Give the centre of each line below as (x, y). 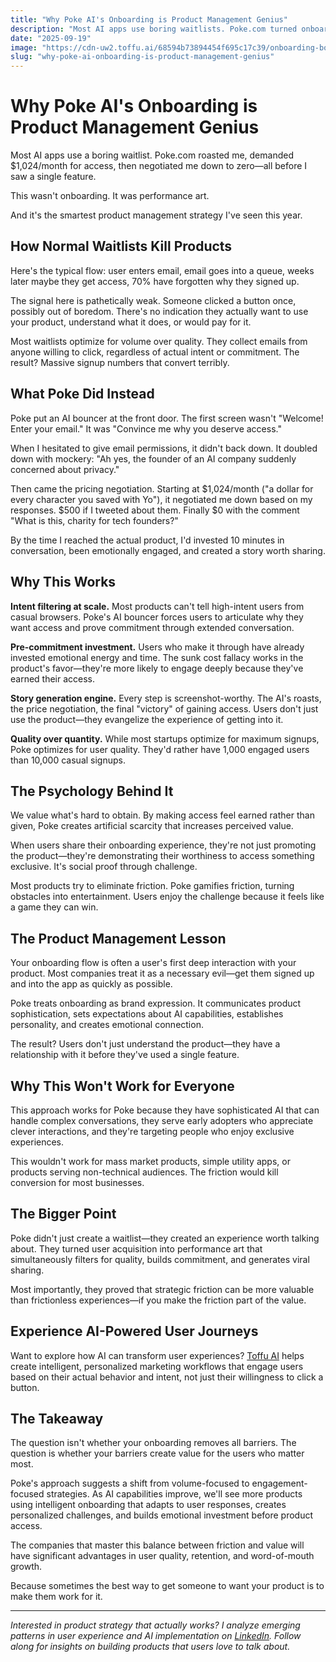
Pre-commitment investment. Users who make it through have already (157, 647)
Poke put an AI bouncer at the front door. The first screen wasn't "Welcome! (167, 418)
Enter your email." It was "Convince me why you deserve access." (146, 428)
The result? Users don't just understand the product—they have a (145, 1044)
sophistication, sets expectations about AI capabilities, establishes (147, 1014)
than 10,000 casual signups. (68, 760)
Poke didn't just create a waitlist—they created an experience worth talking (165, 1238)
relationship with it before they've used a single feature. (125, 1055)
